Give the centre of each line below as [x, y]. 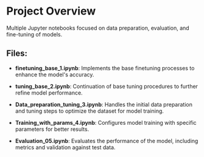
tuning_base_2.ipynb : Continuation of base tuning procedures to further [106, 86]
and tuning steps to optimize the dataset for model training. [90, 111]
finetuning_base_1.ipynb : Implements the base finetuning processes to [105, 68]
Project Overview [51, 11]
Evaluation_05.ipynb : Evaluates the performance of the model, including [107, 141]
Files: [17, 54]
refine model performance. [49, 93]
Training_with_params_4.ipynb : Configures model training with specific [106, 122]
